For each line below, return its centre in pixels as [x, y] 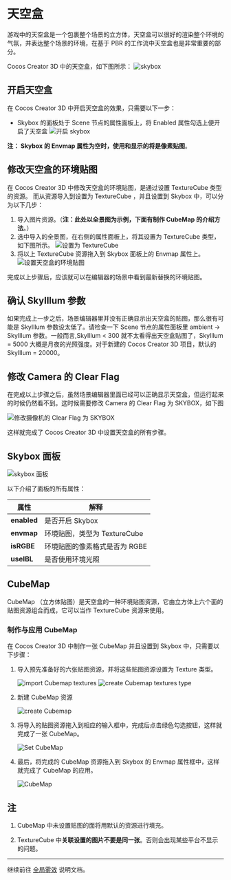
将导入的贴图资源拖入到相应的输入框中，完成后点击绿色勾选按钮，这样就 [119, 725]
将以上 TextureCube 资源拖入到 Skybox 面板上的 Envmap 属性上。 [111, 254]
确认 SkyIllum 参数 [46, 300]
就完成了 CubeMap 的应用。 [57, 771]
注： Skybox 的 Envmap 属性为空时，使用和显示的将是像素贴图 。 [99, 146]
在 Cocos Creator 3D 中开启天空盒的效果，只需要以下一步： [92, 108]
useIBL [22, 559]
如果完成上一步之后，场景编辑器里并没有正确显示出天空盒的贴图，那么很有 [112, 319]
